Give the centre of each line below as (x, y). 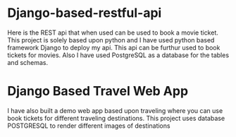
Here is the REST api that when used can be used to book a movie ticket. (113, 32)
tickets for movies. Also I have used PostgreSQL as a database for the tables (118, 55)
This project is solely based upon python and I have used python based (111, 40)
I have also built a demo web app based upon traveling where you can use (115, 110)
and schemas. (28, 62)
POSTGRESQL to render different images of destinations (89, 126)
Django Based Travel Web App (98, 91)
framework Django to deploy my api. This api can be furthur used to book (114, 47)
